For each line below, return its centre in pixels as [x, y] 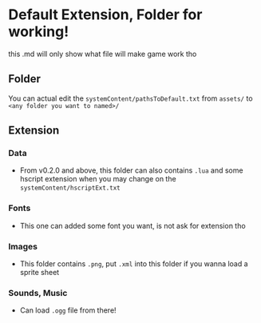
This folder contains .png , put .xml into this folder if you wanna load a [134, 264]
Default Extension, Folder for [105, 15]
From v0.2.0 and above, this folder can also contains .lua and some [131, 170]
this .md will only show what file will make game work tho [103, 54]
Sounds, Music [38, 293]
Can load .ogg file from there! [68, 310]
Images [23, 246]
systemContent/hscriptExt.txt [70, 188]
